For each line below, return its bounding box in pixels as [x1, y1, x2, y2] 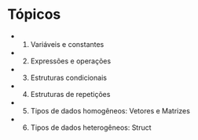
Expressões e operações [30, 56, 112, 66]
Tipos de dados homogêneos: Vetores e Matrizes [30, 106, 190, 115]
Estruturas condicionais [30, 73, 108, 82]
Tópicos [7, 5, 61, 23]
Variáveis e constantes [30, 39, 104, 48]
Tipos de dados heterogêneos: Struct [30, 123, 152, 132]
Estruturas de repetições [30, 89, 111, 99]
